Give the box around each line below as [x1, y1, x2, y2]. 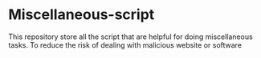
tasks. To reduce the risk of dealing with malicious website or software [8, 40, 243, 49]
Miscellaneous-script [8, 6, 155, 24]
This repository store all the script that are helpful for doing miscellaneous [8, 32, 253, 41]
